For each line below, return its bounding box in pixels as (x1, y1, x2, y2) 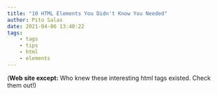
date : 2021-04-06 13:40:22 (7, 23, 85, 30)
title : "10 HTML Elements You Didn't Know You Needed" (7, 10, 168, 17)
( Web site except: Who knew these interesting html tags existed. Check (7, 74, 211, 82)
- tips (19, 42, 39, 49)
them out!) (7, 81, 36, 89)
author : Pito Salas (7, 17, 63, 23)
